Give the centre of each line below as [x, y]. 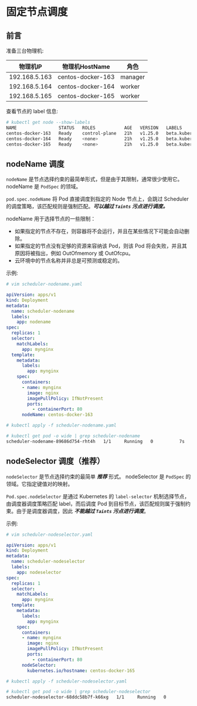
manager [133, 77]
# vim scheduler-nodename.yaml [44, 284]
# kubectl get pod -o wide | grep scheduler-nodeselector [78, 692]
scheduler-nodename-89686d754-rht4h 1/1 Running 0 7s [95, 441]
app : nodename [34, 322]
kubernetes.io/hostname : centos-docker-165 [81, 670]
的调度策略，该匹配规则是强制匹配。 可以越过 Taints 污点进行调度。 [87, 207]
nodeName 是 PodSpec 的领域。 [44, 187]
